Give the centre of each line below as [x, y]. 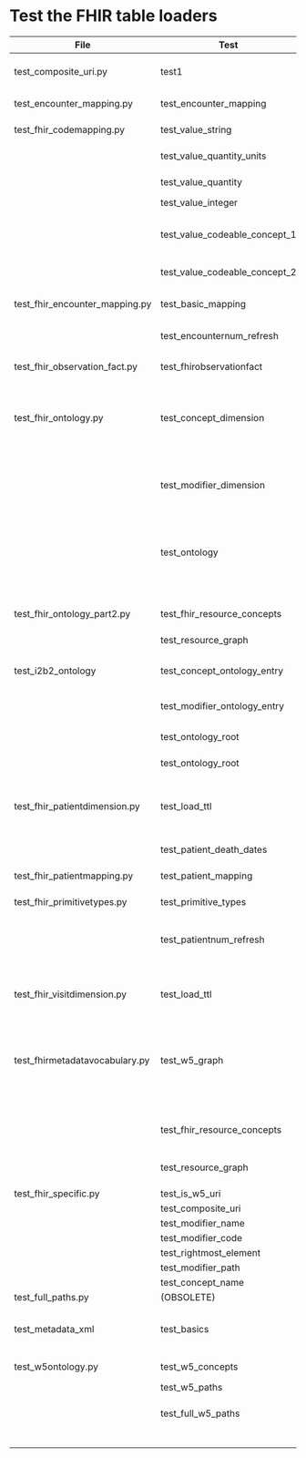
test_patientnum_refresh [213, 939]
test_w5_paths [192, 1387]
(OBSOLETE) [188, 1297]
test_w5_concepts [199, 1366]
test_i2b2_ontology [55, 671]
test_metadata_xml [54, 1329]
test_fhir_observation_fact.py [76, 366]
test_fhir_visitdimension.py [71, 994]
